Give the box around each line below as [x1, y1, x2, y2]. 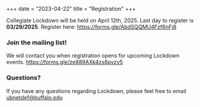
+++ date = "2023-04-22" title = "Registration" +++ [6, 5, 136, 12]
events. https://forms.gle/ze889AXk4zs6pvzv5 [6, 59, 123, 66]
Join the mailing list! [6, 38, 67, 47]
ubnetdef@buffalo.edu [6, 94, 63, 101]
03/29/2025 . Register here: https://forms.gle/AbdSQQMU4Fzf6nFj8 [6, 24, 177, 30]
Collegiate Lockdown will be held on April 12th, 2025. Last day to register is [6, 17, 194, 24]
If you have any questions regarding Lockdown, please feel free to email [6, 87, 187, 94]
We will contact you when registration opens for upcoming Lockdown [6, 52, 180, 59]
